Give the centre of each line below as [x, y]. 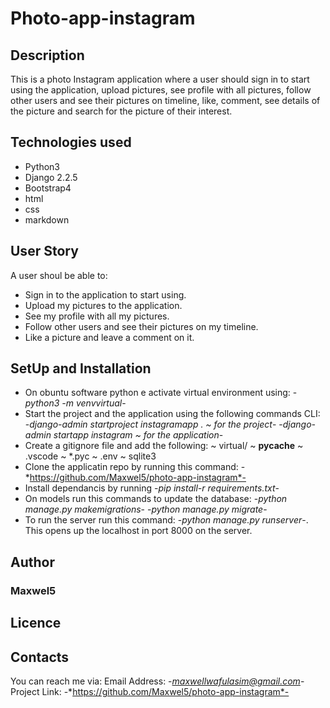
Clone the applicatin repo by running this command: [131, 467]
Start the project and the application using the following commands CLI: [172, 414]
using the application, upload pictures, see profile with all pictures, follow [161, 90]
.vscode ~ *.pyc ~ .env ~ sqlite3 [90, 456]
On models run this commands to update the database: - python [156, 499]
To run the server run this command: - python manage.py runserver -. [166, 520]
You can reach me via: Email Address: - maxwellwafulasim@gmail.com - [157, 681]
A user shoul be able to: [59, 275]
